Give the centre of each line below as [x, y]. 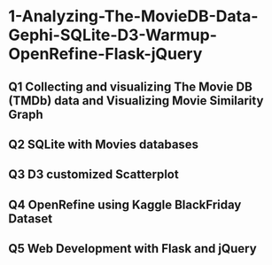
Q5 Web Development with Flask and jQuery [133, 249]
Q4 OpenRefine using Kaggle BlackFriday [125, 204]
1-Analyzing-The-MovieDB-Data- [133, 16]
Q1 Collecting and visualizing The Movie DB [131, 86]
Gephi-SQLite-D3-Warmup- [113, 35]
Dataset [31, 218]
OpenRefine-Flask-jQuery [105, 54]
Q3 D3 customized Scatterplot [93, 175]
